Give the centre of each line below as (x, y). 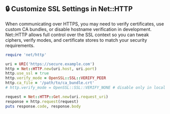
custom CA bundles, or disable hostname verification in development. (79, 29)
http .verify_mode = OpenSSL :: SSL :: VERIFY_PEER (56, 78)
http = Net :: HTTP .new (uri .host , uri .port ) (51, 69)
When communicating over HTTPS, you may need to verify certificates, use (85, 24)
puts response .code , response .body (43, 106)
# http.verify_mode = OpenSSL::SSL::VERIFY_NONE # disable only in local (86, 88)
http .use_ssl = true (27, 73)
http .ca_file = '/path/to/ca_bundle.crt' (50, 83)
